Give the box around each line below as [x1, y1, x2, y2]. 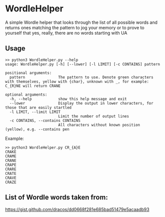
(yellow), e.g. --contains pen [5, 127, 70, 132]
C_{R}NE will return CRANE [5, 83, 61, 88]
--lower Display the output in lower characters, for [9, 101, 154, 106]
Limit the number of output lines [58, 113, 129, 119]
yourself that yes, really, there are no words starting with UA [5, 30, 127, 36]
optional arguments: [5, 92, 48, 97]
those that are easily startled [5, 105, 72, 110]
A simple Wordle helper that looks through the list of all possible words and [5, 19, 158, 25]
